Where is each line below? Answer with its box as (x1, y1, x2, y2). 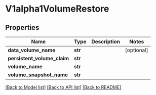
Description (91, 38, 121, 45)
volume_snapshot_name (8, 71, 68, 78)
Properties (5, 23, 40, 32)
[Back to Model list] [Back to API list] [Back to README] (5, 84, 122, 90)
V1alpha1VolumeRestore (5, 3, 109, 15)
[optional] (125, 46, 148, 54)
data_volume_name (8, 46, 56, 54)
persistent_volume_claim (8, 55, 69, 62)
